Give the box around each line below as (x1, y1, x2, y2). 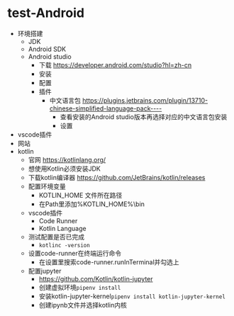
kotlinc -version (38, 242, 90, 249)
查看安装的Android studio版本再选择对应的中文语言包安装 (60, 112, 228, 121)
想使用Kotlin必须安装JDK (28, 164, 101, 173)
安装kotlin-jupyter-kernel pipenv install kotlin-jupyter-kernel (38, 292, 225, 300)
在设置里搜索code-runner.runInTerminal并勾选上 (38, 257, 179, 266)
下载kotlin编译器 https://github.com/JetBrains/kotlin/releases (28, 173, 206, 181)
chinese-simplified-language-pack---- (49, 104, 162, 113)
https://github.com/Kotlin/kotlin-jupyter (38, 274, 154, 283)
